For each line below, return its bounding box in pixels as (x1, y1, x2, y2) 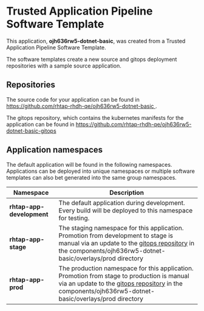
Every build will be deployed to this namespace (58, 206, 193, 214)
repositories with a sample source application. (6, 62, 121, 69)
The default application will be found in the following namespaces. (6, 161, 172, 168)
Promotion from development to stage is (58, 231, 173, 240)
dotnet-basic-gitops (6, 127, 56, 135)
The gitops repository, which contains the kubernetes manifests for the (6, 114, 184, 121)
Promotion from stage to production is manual (58, 271, 189, 280)
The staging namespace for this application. (58, 223, 184, 232)
